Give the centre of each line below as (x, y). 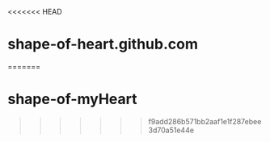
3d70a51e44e (171, 130)
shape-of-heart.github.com (103, 44)
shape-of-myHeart (72, 99)
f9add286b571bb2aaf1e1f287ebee (205, 121)
